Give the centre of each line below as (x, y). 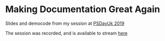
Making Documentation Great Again (83, 9)
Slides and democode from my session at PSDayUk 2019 (65, 23)
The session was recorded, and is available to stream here (66, 33)
